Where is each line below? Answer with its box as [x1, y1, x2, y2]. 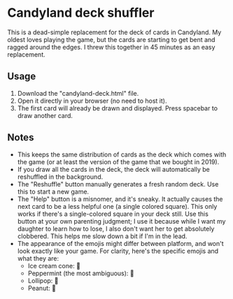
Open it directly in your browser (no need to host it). [17, 96, 167, 105]
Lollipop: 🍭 [27, 276, 59, 284]
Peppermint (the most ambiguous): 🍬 [27, 269, 134, 277]
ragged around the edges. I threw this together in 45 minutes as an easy [7, 43, 216, 51]
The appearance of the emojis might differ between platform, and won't [17, 239, 224, 247]
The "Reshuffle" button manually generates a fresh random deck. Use [17, 180, 219, 188]
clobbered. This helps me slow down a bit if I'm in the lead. [17, 232, 188, 240]
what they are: [17, 254, 59, 263]
